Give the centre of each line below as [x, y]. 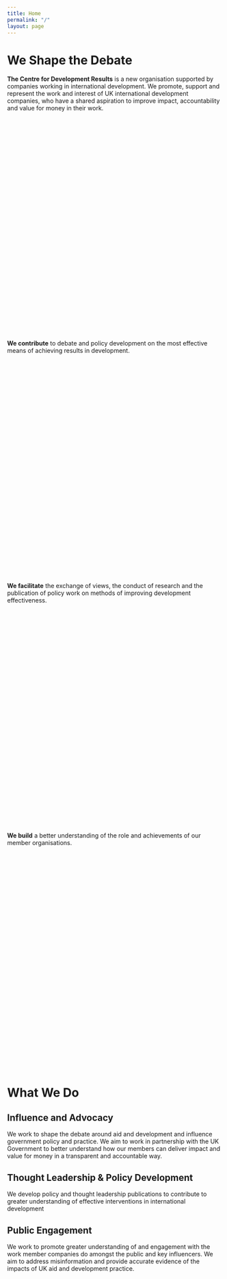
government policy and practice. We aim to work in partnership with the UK [113, 1141]
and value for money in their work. [55, 108]
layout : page [26, 26]
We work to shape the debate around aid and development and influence [110, 1134]
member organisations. [40, 843]
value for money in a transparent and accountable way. [85, 1156]
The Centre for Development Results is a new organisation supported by [110, 79]
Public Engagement [50, 1230]
